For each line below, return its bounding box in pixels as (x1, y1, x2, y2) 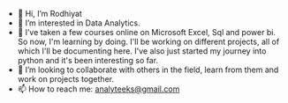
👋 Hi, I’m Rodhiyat (17, 9, 82, 18)
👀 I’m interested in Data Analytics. (17, 18, 140, 28)
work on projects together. (17, 74, 115, 84)
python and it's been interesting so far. (17, 55, 159, 65)
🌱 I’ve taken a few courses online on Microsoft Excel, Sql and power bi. (17, 27, 277, 37)
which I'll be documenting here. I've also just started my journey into (17, 46, 267, 56)
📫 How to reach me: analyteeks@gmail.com (17, 84, 180, 94)
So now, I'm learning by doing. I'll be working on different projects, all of (17, 36, 280, 47)
